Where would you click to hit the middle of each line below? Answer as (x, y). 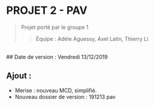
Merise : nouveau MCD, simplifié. (56, 90)
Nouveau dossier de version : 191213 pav (65, 96)
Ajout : (19, 76)
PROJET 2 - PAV (47, 11)
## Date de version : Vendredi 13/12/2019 (57, 57)
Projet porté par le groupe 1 (55, 27)
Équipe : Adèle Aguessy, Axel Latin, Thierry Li (92, 39)
